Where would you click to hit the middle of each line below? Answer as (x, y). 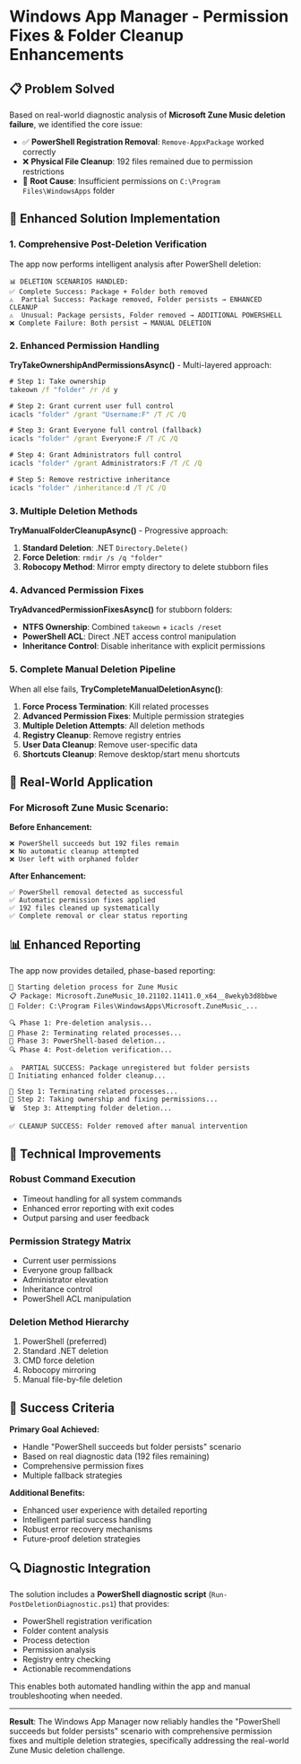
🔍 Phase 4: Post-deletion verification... (91, 1050)
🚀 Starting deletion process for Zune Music (94, 987)
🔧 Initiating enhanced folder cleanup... (88, 1076)
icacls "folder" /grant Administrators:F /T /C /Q (106, 464)
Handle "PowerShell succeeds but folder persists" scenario (132, 1447)
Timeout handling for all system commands (102, 1199)
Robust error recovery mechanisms (87, 1529)
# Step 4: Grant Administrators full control (95, 455)
